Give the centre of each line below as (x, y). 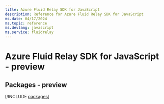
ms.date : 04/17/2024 (26, 19)
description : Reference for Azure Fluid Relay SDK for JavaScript (74, 14)
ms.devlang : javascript (29, 28)
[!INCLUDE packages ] (27, 96)
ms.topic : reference (26, 23)
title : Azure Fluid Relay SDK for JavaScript (52, 10)
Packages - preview (36, 85)
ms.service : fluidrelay (29, 32)
